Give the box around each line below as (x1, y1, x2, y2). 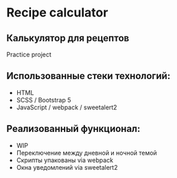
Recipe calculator (6, 5, 108, 21)
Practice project (6, 50, 52, 58)
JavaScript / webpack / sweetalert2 (16, 103, 117, 111)
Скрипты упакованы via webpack (16, 156, 114, 164)
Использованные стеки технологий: (6, 70, 171, 82)
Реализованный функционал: (6, 123, 141, 135)
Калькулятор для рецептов (6, 32, 130, 44)
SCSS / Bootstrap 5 (16, 96, 71, 104)
